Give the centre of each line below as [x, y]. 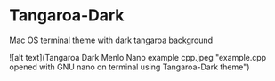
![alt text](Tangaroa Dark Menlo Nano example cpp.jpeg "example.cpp [138, 57]
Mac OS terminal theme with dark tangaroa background [111, 40]
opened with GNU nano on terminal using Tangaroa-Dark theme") [129, 67]
